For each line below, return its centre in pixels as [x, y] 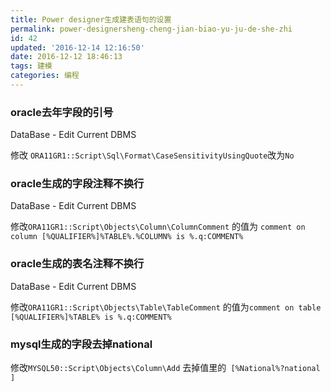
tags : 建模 [31, 66]
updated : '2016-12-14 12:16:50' [77, 47]
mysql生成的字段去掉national [81, 344]
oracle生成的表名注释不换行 [77, 264]
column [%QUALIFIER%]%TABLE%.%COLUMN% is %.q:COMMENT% [127, 237]
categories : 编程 [45, 76]
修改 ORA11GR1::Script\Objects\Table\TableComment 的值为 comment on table [166, 307]
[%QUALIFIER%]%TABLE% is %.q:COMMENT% [91, 317]
